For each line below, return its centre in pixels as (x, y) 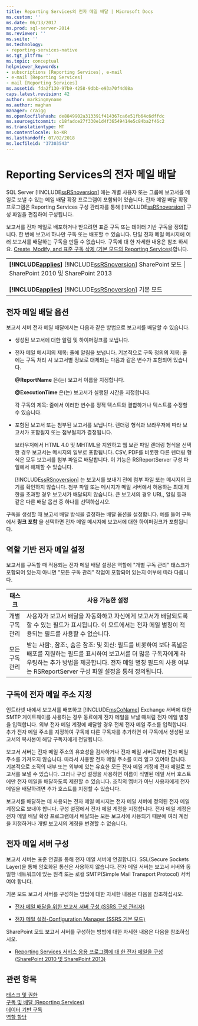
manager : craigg (26, 111)
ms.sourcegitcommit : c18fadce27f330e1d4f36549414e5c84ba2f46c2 (85, 122)
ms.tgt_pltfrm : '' (29, 56)
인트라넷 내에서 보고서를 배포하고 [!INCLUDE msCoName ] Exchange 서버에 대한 (99, 710)
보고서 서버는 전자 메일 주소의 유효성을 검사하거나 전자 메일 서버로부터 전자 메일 (97, 752)
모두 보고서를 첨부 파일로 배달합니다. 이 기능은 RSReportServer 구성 (104, 460)
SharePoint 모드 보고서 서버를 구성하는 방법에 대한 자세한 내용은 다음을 (88, 931)
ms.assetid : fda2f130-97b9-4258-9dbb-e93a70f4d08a (70, 89)
